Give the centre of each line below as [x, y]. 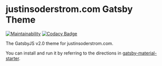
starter [12, 58]
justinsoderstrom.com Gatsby [69, 9]
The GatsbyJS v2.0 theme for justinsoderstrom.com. [59, 43]
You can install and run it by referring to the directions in [63, 53]
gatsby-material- [139, 53]
